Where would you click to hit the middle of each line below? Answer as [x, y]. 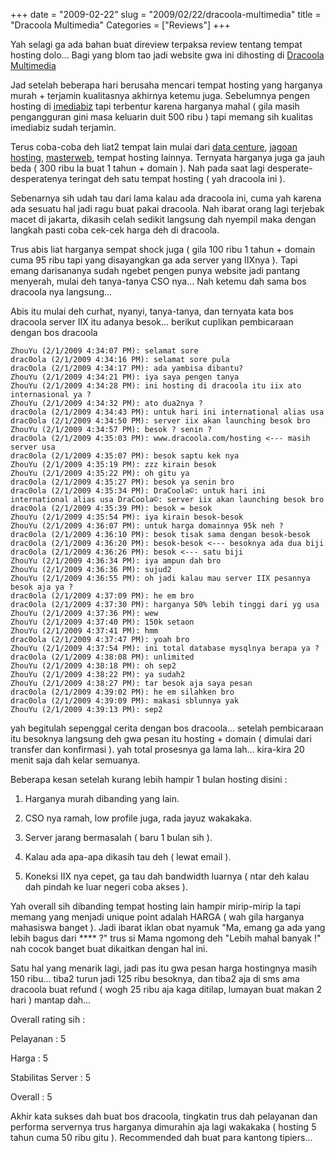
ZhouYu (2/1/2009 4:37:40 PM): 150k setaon [102, 622]
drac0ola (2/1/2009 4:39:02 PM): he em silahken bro [122, 692]
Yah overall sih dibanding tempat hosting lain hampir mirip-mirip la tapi [156, 906]
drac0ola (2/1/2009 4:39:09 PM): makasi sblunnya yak [125, 701]
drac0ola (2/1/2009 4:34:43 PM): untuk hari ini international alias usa [167, 412]
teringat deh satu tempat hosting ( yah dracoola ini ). [177, 178]
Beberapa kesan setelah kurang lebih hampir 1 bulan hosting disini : [149, 779]
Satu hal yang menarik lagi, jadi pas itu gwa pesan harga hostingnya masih [164, 968]
